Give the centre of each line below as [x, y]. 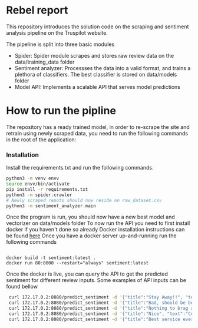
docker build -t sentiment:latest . [51, 258]
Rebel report [37, 10]
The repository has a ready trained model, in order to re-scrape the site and [98, 127]
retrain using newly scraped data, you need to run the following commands [97, 133]
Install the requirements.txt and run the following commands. [80, 168]
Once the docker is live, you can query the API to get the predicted [87, 274]
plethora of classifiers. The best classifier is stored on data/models [96, 74]
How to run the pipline [61, 111]
